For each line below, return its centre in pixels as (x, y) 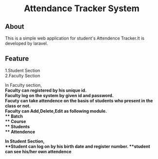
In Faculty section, (24, 85)
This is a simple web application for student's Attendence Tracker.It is (75, 38)
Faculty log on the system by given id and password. (59, 95)
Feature (17, 59)
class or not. (18, 106)
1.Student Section (23, 70)
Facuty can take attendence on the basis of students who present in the (79, 100)
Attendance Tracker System (82, 9)
